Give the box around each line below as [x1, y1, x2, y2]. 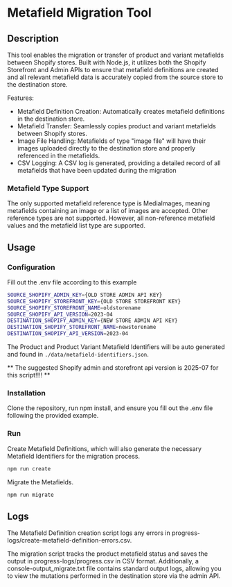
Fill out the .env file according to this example [7, 278, 137, 286]
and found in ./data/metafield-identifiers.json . [7, 350, 149, 359]
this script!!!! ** [7, 371, 51, 380]
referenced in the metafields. [17, 151, 100, 160]
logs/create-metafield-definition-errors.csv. [7, 536, 132, 545]
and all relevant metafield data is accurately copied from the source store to [7, 73, 224, 81]
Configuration [7, 262, 55, 272]
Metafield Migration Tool [7, 5, 152, 21]
